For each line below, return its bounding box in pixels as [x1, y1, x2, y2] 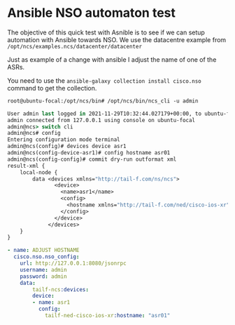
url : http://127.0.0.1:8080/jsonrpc [20, 260, 127, 267]
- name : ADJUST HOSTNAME [7, 247, 80, 254]
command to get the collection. [7, 84, 97, 92]
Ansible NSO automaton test [7, 5, 176, 21]
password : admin [20, 272, 68, 280]
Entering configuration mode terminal [7, 136, 120, 143]
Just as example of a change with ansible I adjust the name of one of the [7, 55, 217, 64]
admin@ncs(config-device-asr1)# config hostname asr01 [7, 150, 171, 157]
